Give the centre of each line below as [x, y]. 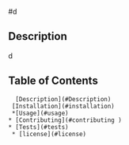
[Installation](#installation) [63, 106]
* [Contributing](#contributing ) [65, 120]
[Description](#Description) [63, 99]
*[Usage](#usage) [40, 113]
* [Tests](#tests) [38, 127]
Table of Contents [53, 81]
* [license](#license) [49, 134]
